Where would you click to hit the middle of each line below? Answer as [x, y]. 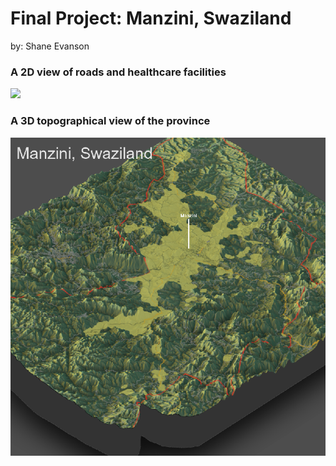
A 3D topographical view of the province [110, 121]
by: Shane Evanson [50, 46]
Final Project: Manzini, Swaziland [151, 18]
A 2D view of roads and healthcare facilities [118, 72]
